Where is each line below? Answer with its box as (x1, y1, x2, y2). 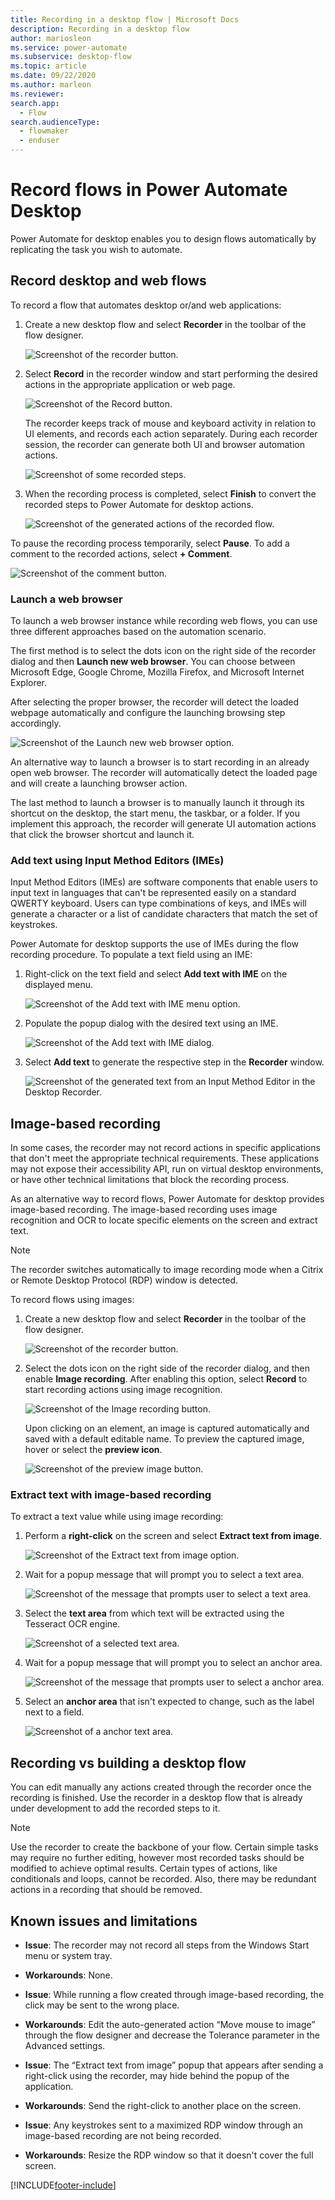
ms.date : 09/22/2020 (10, 71, 97, 81)
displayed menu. (24, 979, 94, 991)
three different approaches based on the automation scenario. (10, 626, 267, 638)
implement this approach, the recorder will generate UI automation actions (10, 818, 317, 830)
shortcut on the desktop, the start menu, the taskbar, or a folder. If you (10, 807, 301, 820)
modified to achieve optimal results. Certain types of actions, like (10, 1862, 278, 1875)
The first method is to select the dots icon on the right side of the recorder (10, 645, 317, 657)
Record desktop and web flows (10, 272, 207, 290)
